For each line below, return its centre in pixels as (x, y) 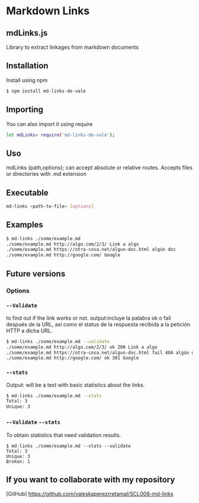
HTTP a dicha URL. (29, 331)
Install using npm (27, 80)
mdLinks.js (27, 33)
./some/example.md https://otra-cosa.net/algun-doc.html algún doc (91, 250)
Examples (25, 225)
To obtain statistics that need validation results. (64, 435)
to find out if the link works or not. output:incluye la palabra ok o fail (89, 318)
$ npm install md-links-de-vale (46, 91)
